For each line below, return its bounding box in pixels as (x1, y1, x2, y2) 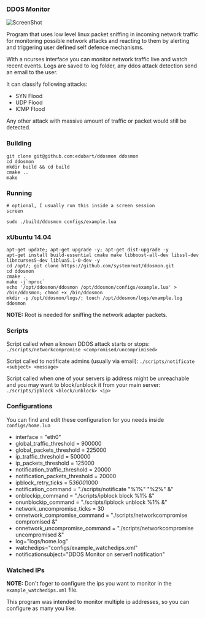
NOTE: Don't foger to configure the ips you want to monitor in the (6, 580, 172, 587)
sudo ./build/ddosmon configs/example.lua (6, 218, 117, 225)
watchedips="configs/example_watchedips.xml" (15, 544, 138, 551)
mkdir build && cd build (6, 164, 70, 170)
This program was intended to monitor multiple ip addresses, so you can (6, 598, 190, 606)
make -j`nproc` (6, 279, 45, 285)
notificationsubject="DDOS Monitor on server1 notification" (15, 551, 166, 558)
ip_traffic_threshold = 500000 (15, 452, 91, 460)
